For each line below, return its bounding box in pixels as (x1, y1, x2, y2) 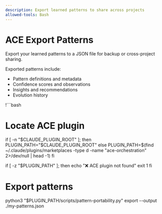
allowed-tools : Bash (5, 12, 49, 17)
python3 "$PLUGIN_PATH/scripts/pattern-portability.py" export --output (5, 198, 157, 204)
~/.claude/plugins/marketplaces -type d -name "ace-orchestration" (5, 147, 147, 154)
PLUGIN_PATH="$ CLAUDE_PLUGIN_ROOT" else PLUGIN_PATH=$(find (5, 142, 154, 148)
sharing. (5, 56, 23, 63)
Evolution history (12, 92, 48, 98)
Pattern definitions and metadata (12, 76, 82, 82)
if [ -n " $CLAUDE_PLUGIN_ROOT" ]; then (5, 137, 92, 143)
